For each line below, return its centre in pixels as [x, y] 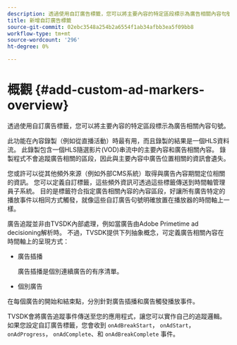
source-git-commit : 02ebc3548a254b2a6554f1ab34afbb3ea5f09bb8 [101, 27]
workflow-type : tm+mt [39, 34]
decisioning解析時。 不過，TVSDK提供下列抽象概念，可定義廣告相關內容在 [116, 232]
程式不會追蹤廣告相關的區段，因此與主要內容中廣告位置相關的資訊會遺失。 [121, 158]
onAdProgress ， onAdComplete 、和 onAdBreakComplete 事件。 [93, 334]
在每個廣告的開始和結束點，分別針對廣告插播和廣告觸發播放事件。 [103, 301]
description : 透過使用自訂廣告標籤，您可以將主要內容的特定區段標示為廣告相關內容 [115, 14]
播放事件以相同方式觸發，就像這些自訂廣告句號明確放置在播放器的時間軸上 [115, 200]
